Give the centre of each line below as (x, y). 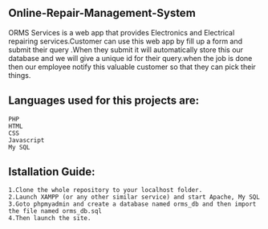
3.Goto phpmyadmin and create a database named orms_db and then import (132, 204)
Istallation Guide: (52, 172)
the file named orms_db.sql (55, 211)
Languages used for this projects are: (104, 101)
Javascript (26, 140)
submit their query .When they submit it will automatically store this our (126, 49)
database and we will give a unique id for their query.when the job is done (130, 58)
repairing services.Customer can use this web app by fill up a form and (126, 41)
